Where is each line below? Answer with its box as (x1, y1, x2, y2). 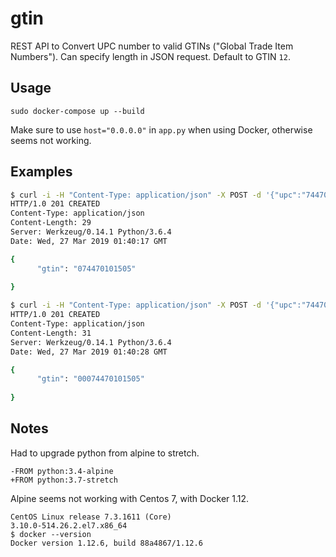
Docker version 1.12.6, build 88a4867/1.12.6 (10, 538, 203, 548)
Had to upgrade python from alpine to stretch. (10, 447, 200, 459)
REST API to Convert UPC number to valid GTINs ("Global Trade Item (10, 40, 294, 52)
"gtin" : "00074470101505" (36, 374, 145, 384)
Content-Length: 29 (10, 218, 92, 228)
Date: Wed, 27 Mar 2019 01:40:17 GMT (10, 236, 168, 246)
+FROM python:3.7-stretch (10, 475, 118, 485)
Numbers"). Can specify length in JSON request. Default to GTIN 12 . (10, 50, 291, 62)
